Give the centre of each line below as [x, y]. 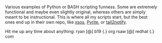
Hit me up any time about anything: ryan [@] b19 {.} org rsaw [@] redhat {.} [80, 31]
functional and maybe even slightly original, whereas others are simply [75, 12]
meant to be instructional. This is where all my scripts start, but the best [76, 17]
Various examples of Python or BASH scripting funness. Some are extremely [81, 7]
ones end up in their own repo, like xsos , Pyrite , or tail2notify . [66, 22]
